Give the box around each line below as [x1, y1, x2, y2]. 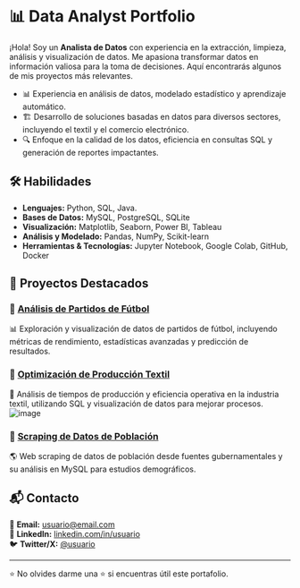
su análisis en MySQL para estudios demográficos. [9, 464, 196, 474]
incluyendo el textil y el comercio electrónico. [21, 124, 189, 134]
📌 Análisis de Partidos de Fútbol [9, 303, 150, 315]
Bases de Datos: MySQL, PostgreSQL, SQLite [21, 211, 190, 223]
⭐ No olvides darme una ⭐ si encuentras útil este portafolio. [9, 568, 229, 579]
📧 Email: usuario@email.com [9, 519, 116, 530]
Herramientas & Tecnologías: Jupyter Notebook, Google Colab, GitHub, [21, 240, 288, 251]
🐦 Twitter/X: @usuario [9, 538, 96, 550]
